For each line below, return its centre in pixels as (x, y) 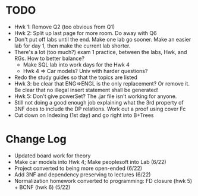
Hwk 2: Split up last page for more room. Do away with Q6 (85, 33)
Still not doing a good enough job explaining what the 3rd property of (99, 102)
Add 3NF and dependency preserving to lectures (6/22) (82, 174)
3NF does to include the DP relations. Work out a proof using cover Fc (100, 109)
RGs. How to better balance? (49, 58)
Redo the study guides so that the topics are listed (76, 77)
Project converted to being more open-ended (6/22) (78, 168)
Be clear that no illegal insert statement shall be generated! (86, 90)
